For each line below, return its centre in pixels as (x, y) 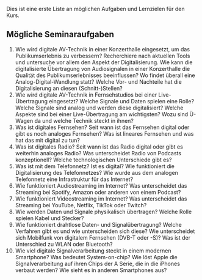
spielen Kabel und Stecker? (49, 218)
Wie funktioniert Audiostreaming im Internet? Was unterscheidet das (101, 185)
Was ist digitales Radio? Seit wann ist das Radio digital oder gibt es (99, 147)
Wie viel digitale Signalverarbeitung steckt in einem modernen (93, 251)
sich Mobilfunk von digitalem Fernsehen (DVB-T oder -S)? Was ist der (103, 237)
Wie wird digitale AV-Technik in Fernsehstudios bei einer (86, 95)
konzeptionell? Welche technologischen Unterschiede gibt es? (93, 160)
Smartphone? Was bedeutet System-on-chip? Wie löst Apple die (96, 257)
